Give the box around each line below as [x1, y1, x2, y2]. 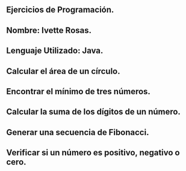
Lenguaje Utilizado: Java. [6, 46, 104, 56]
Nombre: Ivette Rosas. [6, 25, 92, 35]
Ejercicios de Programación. [6, 5, 114, 15]
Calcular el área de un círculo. [6, 66, 120, 76]
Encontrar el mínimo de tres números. [6, 86, 150, 97]
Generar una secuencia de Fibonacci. [6, 127, 149, 137]
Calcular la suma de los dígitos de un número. [6, 107, 181, 117]
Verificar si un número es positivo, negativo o [6, 148, 180, 158]
